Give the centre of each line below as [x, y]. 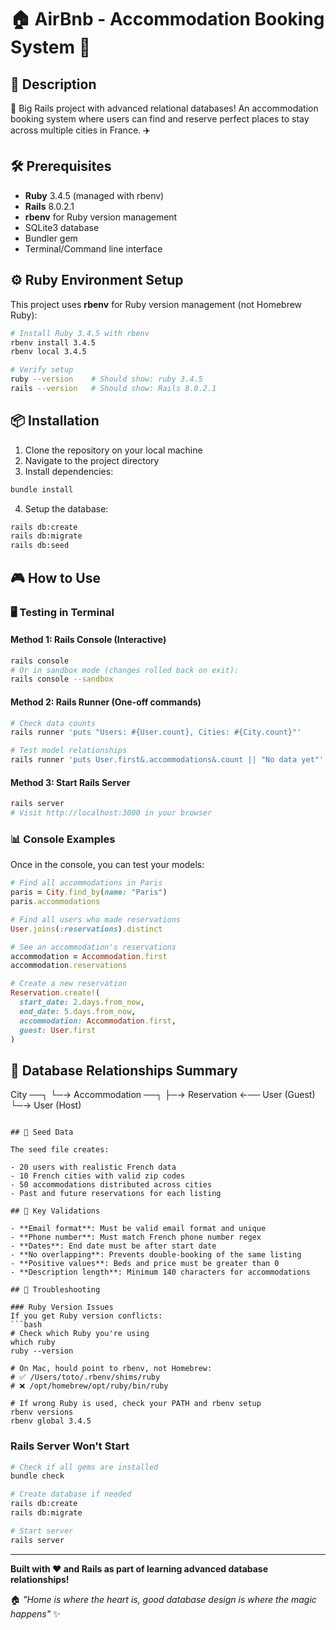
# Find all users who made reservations [96, 919]
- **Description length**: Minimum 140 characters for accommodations [160, 1272]
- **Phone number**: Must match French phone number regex [136, 1237]
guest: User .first [58, 1030]
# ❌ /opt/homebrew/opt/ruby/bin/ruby [89, 1386]
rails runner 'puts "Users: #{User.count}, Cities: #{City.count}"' [156, 732]
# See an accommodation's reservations [93, 947]
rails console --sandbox [62, 679]
